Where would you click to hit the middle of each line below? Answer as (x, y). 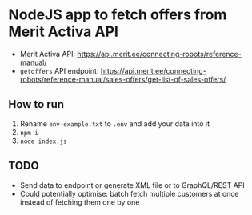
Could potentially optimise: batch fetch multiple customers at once (129, 193)
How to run (36, 104)
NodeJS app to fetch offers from (118, 15)
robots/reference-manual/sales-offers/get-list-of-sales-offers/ (123, 79)
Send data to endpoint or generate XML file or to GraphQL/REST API (132, 185)
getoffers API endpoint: (59, 70)
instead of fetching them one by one (80, 202)
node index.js (43, 141)
